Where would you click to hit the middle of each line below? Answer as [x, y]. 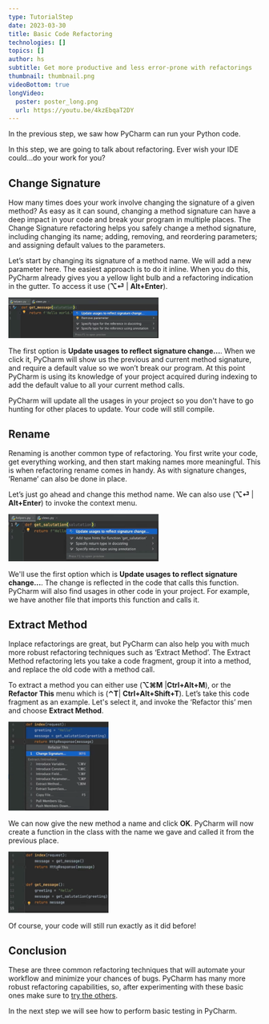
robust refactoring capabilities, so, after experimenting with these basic [126, 987]
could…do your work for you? [57, 158]
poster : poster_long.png [57, 102]
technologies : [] [37, 43]
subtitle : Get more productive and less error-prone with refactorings [130, 68]
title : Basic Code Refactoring [60, 34]
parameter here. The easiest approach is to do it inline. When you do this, [129, 270]
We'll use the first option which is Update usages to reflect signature [123, 574]
